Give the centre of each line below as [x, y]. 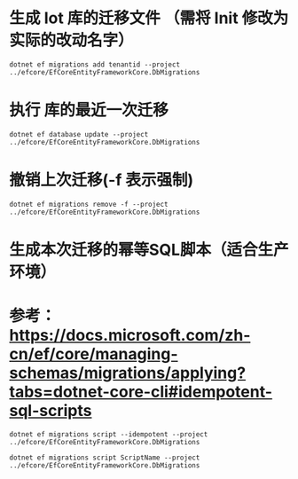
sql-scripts [51, 411]
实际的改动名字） [72, 40]
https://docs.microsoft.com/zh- [130, 336]
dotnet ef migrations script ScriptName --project [105, 458]
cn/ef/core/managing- [94, 354]
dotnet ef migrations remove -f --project [89, 204]
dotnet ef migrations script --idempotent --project [109, 434]
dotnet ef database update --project [79, 134]
